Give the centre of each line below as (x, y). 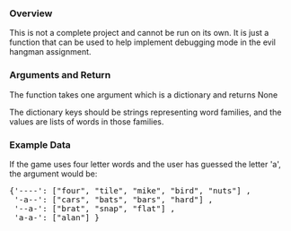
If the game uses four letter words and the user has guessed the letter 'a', (145, 164)
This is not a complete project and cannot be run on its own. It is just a (139, 33)
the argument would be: (53, 174)
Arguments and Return (60, 75)
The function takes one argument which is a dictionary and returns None (144, 94)
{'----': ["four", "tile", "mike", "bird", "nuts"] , (130, 190)
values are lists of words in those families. (87, 121)
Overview (31, 13)
